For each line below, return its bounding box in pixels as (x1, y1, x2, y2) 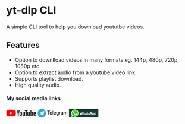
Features (6, 40, 40, 50)
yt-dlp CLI (6, 4, 57, 17)
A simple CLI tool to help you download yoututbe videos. (6, 23, 145, 30)
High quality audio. (14, 81, 61, 88)
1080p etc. (14, 62, 41, 69)
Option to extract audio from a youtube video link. (14, 69, 137, 76)
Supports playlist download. (14, 75, 83, 82)
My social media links (6, 95, 61, 102)
